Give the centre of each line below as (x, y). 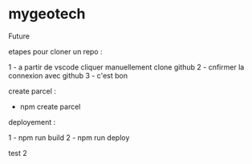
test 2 (18, 153)
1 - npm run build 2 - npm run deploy (69, 138)
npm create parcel (50, 106)
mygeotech (47, 14)
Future (19, 36)
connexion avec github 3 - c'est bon (68, 75)
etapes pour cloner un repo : (55, 51)
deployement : (32, 122)
